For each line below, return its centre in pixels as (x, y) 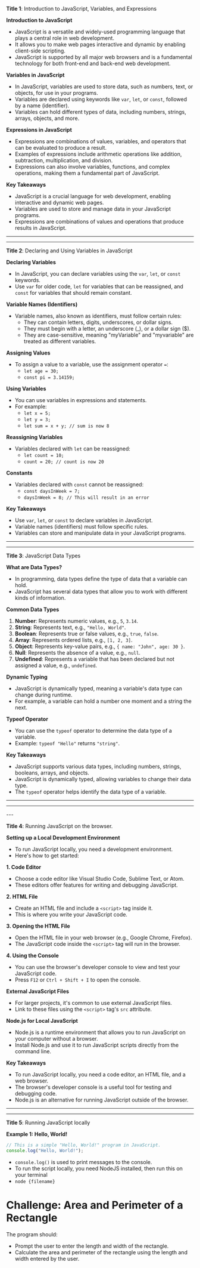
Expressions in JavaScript (39, 130)
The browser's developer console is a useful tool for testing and (93, 1087)
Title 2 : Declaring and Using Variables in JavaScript (69, 251)
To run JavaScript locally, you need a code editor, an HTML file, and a (100, 1074)
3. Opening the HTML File (38, 926)
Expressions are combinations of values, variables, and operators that (100, 141)
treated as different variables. (60, 341)
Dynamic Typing (27, 677)
